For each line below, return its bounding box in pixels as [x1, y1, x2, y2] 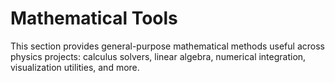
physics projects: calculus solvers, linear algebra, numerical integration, [10, 50, 307, 62]
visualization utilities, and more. [10, 61, 140, 73]
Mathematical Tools [10, 7, 178, 30]
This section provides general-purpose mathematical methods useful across [10, 40, 325, 52]
